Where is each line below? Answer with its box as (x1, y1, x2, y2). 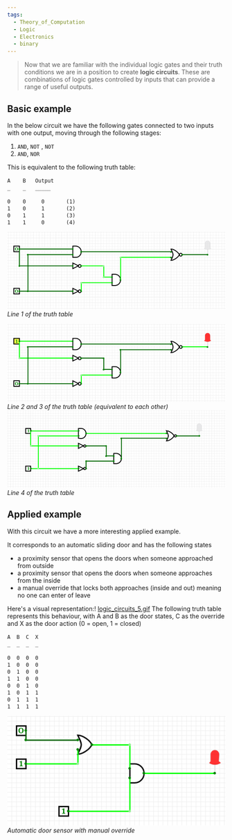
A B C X (7, 633, 39, 640)
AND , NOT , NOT (17, 142, 55, 150)
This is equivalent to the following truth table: (7, 163, 136, 171)
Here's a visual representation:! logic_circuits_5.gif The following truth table (7, 604, 222, 613)
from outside (17, 561, 54, 570)
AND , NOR (17, 150, 40, 158)
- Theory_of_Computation (13, 18, 85, 26)
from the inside (17, 576, 61, 584)
